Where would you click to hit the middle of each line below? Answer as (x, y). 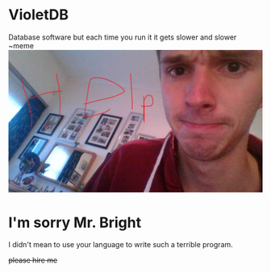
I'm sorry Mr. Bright (75, 222)
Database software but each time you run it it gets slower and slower (123, 37)
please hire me (33, 260)
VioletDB (38, 15)
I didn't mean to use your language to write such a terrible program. (121, 245)
